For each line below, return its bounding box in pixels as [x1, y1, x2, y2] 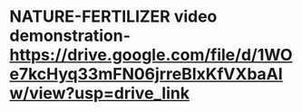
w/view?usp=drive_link [9, 83, 190, 104]
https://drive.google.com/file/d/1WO [9, 45, 293, 65]
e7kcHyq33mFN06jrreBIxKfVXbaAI [9, 64, 283, 85]
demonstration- [9, 25, 132, 46]
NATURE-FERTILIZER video [9, 6, 218, 27]
